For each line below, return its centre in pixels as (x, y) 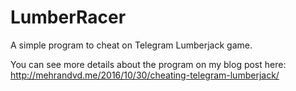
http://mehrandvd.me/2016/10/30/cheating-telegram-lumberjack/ (145, 75)
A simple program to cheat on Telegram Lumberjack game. (131, 45)
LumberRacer (68, 17)
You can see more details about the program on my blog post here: (148, 64)
